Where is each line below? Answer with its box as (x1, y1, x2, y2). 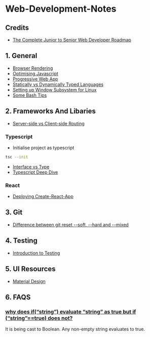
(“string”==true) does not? (5, 314, 73, 321)
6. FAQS (5, 293, 31, 301)
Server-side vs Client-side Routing (12, 120, 85, 126)
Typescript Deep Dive (12, 169, 58, 175)
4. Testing (5, 236, 38, 245)
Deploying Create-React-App (12, 193, 73, 200)
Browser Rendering (12, 65, 53, 71)
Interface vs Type (12, 163, 50, 170)
